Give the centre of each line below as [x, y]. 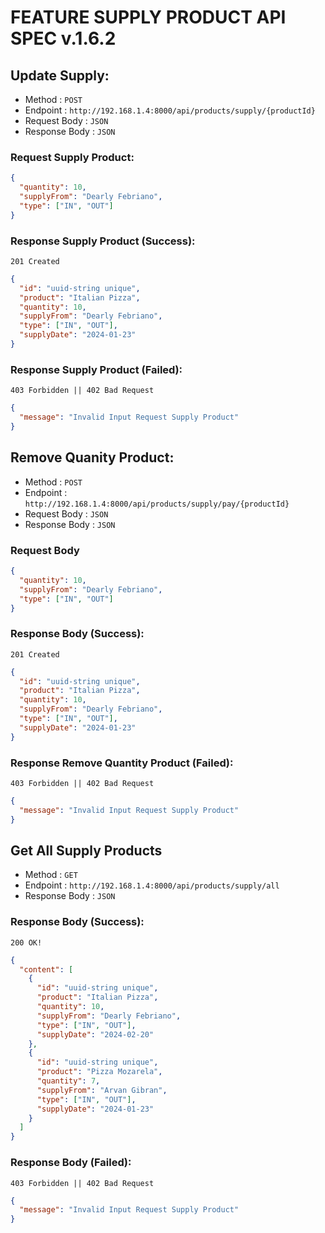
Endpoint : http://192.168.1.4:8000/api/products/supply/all [152, 885]
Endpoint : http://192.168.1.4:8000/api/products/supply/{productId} [170, 110]
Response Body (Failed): [71, 1163]
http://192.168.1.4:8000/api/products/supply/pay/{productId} [157, 504]
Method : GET [51, 875]
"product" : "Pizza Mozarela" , [99, 1072]
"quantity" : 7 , [68, 1081]
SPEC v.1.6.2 [63, 38]
